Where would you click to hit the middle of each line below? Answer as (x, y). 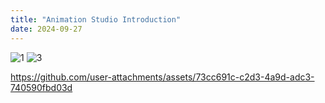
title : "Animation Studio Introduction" (96, 19)
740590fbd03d (41, 87)
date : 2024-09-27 (46, 29)
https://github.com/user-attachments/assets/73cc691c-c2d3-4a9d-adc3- (162, 77)
